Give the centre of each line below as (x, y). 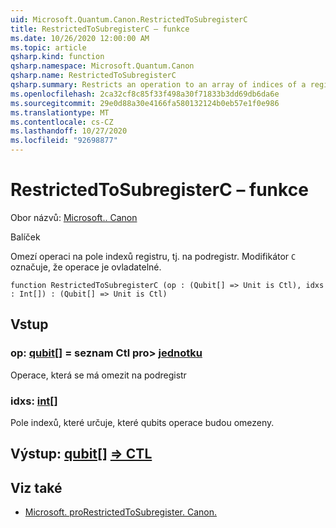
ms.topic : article (48, 47)
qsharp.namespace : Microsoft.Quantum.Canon (102, 66)
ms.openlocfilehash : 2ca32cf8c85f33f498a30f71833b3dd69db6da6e (145, 94)
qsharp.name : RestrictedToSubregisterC (93, 76)
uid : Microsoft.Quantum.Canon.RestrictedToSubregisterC (129, 19)
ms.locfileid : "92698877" (64, 141)
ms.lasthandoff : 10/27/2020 (69, 131)
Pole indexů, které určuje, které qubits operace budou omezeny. (142, 422)
